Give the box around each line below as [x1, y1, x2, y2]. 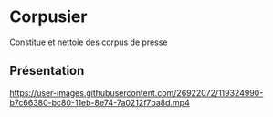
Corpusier [9, 6, 88, 27]
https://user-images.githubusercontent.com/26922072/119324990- [9, 87, 264, 98]
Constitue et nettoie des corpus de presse [9, 37, 168, 48]
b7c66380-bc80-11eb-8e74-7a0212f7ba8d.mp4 [9, 97, 190, 108]
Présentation [9, 63, 85, 79]
